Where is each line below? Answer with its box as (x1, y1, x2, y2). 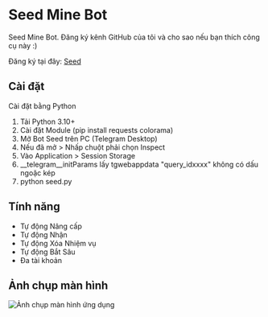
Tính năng (8, 200, 60, 214)
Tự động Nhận (19, 229, 68, 239)
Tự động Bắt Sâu (19, 247, 76, 257)
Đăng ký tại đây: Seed (8, 56, 82, 66)
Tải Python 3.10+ (19, 117, 76, 126)
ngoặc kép (19, 167, 56, 178)
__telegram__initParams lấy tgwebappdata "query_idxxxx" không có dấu (19, 159, 259, 169)
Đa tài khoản (19, 255, 63, 265)
